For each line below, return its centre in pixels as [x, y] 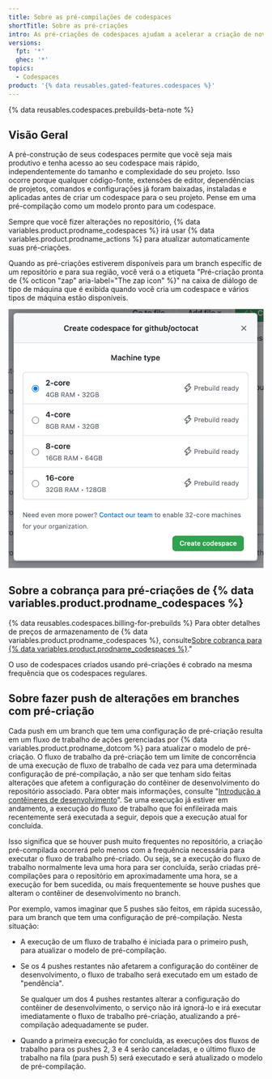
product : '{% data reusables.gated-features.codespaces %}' [112, 85]
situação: [23, 926]
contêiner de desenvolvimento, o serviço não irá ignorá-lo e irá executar [140, 1007]
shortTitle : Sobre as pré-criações [68, 26]
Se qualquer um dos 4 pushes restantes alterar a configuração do [130, 999]
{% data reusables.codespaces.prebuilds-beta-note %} [101, 109]
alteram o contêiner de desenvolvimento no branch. [95, 893]
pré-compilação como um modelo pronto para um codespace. [112, 206]
